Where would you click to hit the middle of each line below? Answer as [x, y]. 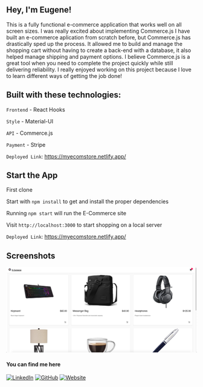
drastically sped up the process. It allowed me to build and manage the [95, 44]
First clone [20, 190]
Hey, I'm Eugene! [39, 10]
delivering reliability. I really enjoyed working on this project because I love [99, 70]
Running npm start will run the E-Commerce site [66, 213]
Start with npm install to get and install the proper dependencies [88, 201]
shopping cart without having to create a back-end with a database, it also [99, 50]
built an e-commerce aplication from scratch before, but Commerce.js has [99, 37]
